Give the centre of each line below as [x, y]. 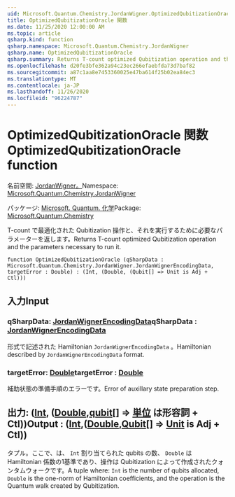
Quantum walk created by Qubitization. [64, 485]
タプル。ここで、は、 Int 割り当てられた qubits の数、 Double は [100, 453]
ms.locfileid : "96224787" [45, 99]
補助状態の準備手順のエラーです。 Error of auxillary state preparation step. [113, 388]
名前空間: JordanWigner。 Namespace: [63, 185]
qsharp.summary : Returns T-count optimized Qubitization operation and [114, 59]
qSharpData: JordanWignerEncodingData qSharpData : [102, 321]
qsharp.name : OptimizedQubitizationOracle [70, 53]
